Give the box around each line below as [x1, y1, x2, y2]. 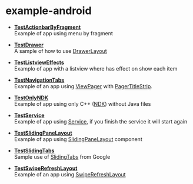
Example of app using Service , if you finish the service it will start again [14, 118, 188, 125]
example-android [5, 4, 92, 18]
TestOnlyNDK [14, 94, 49, 101]
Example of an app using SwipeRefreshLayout [14, 170, 126, 178]
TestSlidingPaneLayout [14, 129, 72, 136]
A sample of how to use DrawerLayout [14, 47, 107, 54]
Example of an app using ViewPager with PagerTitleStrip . [14, 82, 152, 89]
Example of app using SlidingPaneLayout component [14, 135, 142, 142]
